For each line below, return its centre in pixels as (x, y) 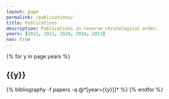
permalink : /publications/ (40, 17)
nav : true (19, 39)
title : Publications (32, 23)
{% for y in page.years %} (38, 56)
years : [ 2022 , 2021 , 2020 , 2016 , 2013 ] (56, 34)
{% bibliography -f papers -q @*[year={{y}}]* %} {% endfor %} (85, 89)
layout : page (22, 12)
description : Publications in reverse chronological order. (83, 28)
